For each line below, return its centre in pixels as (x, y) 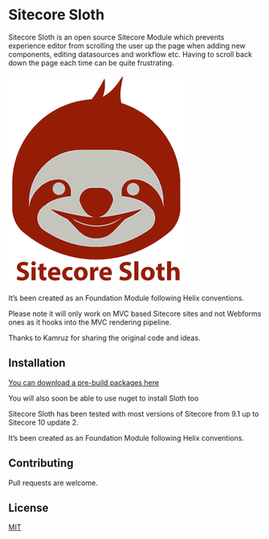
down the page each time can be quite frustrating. (91, 63)
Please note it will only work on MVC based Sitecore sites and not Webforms (135, 313)
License (29, 508)
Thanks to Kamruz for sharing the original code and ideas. (104, 338)
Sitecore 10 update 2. (43, 422)
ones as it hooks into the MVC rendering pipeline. (90, 322)
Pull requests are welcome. (53, 483)
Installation (37, 363)
